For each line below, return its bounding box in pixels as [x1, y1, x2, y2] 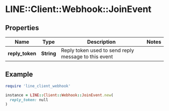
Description [87, 39, 116, 45]
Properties [5, 24, 39, 32]
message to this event [61, 53, 113, 60]
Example [5, 70, 33, 79]
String [41, 50, 56, 57]
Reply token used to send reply [61, 47, 134, 54]
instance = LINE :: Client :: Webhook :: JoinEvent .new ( [5, 92, 114, 97]
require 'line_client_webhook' [5, 83, 71, 88]
